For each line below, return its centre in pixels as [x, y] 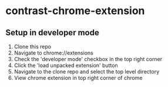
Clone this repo [32, 46]
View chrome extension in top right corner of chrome [78, 78]
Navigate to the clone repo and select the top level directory [87, 71]
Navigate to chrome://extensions [53, 53]
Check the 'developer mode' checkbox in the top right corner [88, 59]
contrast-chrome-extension [75, 11]
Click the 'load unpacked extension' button [66, 65]
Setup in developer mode [52, 33]
